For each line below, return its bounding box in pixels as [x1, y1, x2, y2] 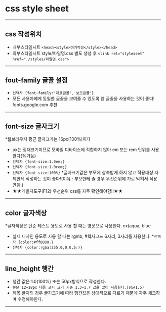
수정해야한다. [17, 296, 43, 302]
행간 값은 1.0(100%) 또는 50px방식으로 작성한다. [12, 278, 106, 284]
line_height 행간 [5, 264, 54, 273]
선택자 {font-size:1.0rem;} [12, 164, 67, 170]
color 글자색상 [5, 208, 47, 217]
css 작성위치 [5, 30, 42, 39]
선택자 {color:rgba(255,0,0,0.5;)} [12, 245, 83, 250]
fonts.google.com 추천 [12, 102, 58, 107]
